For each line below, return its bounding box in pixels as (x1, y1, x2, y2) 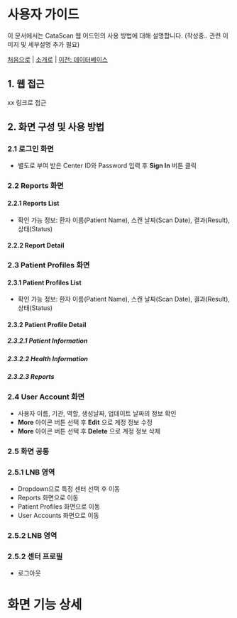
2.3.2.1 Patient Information (7, 336, 88, 345)
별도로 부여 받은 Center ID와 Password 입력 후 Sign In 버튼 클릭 (17, 161, 197, 170)
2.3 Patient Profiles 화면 (7, 260, 90, 270)
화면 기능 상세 (7, 597, 82, 612)
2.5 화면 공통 (7, 446, 50, 456)
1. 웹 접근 (7, 78, 45, 90)
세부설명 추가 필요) (28, 40, 80, 48)
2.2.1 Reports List (7, 199, 60, 207)
